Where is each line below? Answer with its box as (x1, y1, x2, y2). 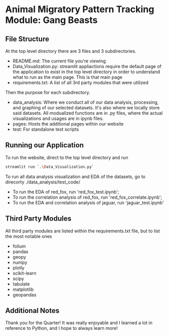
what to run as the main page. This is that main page (12, 74, 123, 80)
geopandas (12, 291, 37, 298)
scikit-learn (12, 270, 37, 276)
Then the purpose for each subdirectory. (5, 89, 90, 95)
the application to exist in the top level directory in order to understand (12, 69, 160, 75)
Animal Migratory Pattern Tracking (5, 4, 155, 15)
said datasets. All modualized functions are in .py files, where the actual (12, 110, 163, 116)
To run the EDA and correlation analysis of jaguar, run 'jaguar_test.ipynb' (12, 199, 164, 205)
